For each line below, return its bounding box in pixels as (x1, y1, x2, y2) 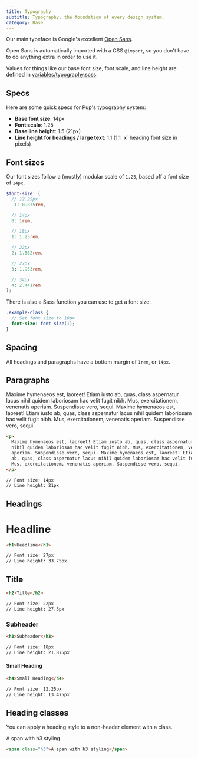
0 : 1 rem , (11, 217, 33, 224)
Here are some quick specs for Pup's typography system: (6, 104, 146, 111)
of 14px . (6, 179, 25, 186)
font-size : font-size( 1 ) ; (11, 321, 75, 327)
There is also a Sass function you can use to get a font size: (6, 298, 151, 305)
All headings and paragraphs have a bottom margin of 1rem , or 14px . (6, 358, 170, 365)
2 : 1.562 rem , (11, 250, 44, 256)
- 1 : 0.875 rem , (11, 202, 46, 207)
